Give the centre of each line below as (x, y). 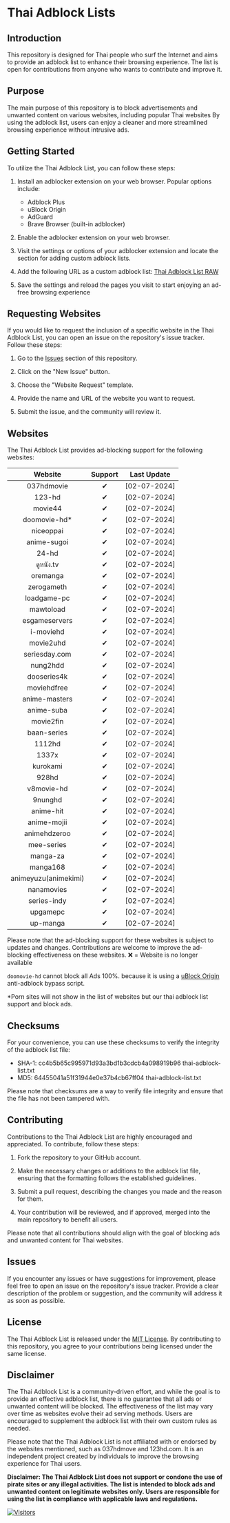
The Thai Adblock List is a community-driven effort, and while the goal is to (114, 1392)
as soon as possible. (36, 1300)
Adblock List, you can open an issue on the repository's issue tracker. (106, 338)
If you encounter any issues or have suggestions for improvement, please (111, 1278)
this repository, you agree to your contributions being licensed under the (110, 1346)
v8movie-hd (48, 789)
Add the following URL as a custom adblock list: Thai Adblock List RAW (118, 271)
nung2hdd (48, 666)
